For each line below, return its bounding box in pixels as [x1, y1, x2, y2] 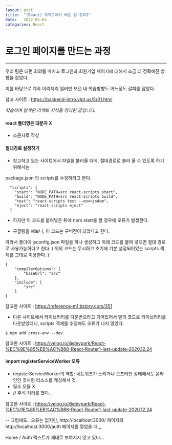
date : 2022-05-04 [5, 17, 47, 22]
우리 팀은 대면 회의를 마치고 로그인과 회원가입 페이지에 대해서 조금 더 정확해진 [5, 68, 160, 74]
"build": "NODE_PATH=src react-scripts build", [14, 194, 118, 199]
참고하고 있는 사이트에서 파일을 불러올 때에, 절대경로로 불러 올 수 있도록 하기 [12, 157, 165, 164]
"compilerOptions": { [14, 266, 60, 272]
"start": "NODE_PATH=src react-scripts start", [14, 189, 118, 195]
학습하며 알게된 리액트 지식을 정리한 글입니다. [5, 107, 96, 113]
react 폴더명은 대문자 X [5, 120, 52, 126]
